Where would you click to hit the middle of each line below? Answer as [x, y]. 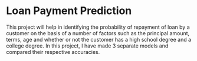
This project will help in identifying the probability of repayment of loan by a [98, 27]
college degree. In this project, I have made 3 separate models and [87, 46]
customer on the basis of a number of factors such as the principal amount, [98, 33]
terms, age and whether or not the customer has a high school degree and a [99, 39]
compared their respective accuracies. [53, 52]
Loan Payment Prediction [69, 11]
